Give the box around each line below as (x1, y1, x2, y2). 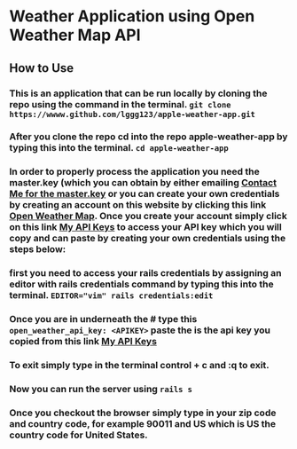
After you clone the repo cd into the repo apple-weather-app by (9, 130, 288, 143)
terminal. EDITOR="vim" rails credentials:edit (9, 289, 214, 302)
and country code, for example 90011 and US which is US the (9, 417, 277, 429)
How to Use (9, 60, 74, 75)
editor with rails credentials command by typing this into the (9, 278, 274, 290)
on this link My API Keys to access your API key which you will (9, 221, 282, 233)
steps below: (9, 243, 66, 256)
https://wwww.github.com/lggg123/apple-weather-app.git (9, 109, 255, 119)
